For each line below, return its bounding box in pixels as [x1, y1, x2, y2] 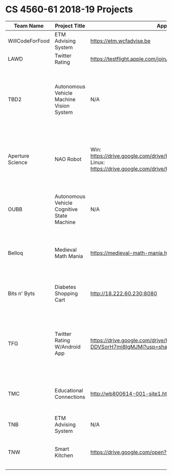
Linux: [90, 158, 105, 166]
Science [8, 158, 28, 166]
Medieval [54, 246, 77, 253]
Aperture [8, 152, 30, 159]
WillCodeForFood [8, 37, 50, 44]
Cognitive [54, 206, 78, 213]
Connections [54, 393, 85, 400]
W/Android [54, 343, 81, 350]
